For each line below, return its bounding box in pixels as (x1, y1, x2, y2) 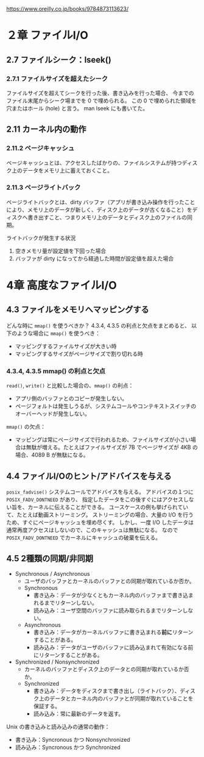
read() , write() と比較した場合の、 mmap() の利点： (6, 382, 134, 389)
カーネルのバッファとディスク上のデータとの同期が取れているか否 (24, 665, 190, 673)
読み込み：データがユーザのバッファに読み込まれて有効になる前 (33, 644, 194, 651)
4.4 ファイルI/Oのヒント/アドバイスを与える (6, 471, 172, 481)
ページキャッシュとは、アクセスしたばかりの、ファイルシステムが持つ (6, 159, 182, 167)
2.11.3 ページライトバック (6, 183, 81, 192)
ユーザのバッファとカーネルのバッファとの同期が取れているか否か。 (24, 577, 195, 584)
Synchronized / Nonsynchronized (15, 658, 99, 666)
